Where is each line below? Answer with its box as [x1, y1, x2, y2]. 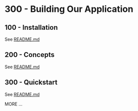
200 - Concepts [4, 51, 55, 59]
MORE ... [4, 101, 23, 107]
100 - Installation [4, 23, 58, 32]
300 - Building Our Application [4, 3, 134, 15]
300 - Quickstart [4, 78, 58, 87]
